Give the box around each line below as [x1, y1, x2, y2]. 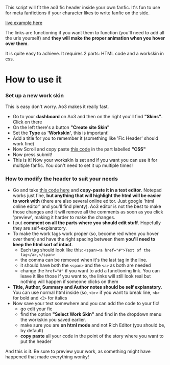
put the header [20, 338, 52, 345]
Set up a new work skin [5, 92, 64, 99]
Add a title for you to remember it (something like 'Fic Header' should [12, 135, 158, 141]
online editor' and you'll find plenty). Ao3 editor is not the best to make [12, 203, 162, 209]
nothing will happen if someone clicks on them [20, 278, 118, 285]
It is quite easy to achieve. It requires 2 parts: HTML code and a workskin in [5, 51, 164, 56]
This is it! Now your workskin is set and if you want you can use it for [12, 157, 158, 163]
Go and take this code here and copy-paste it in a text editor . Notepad [12, 187, 162, 193]
